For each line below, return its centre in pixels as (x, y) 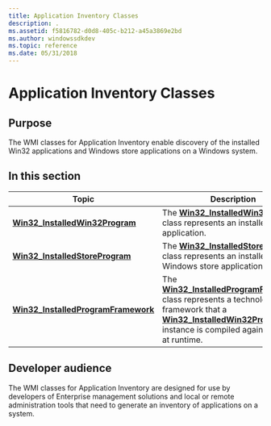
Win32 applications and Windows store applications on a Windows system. (133, 151)
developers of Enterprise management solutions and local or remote (121, 396)
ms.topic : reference (43, 46)
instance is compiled (201, 329)
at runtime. (183, 340)
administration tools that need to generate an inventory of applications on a (133, 405)
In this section (45, 176)
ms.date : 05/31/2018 (43, 53)
